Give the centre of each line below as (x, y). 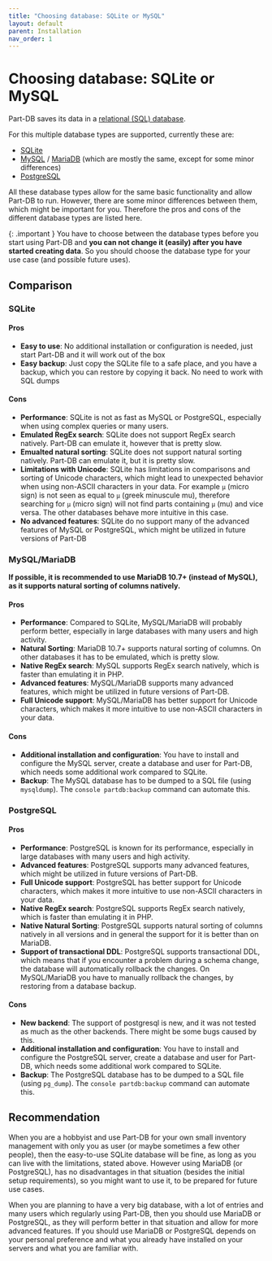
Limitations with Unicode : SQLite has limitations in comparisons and (135, 469)
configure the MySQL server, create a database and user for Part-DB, (136, 763)
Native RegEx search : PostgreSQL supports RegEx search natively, (133, 908)
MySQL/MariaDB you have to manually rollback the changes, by (127, 977)
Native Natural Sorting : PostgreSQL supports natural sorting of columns (141, 926)
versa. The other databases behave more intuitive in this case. (124, 512)
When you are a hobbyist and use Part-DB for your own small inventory (127, 1137)
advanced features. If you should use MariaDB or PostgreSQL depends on (132, 1231)
